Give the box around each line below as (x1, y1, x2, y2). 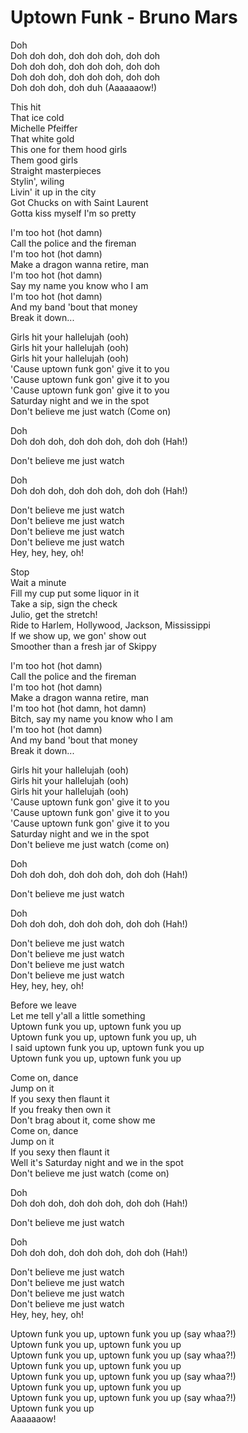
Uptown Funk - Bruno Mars (10, 6, 238, 29)
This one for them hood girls (10, 143, 128, 155)
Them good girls (10, 154, 78, 166)
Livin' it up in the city (10, 186, 97, 198)
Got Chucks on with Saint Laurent (10, 196, 149, 208)
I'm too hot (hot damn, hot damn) (10, 702, 147, 714)
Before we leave (10, 999, 78, 1011)
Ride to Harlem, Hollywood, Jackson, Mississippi (10, 619, 211, 631)
